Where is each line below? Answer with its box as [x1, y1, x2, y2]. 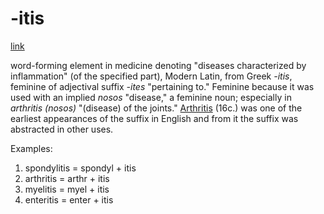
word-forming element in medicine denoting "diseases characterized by [10, 59, 307, 71]
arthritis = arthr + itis [24, 172, 110, 184]
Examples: [10, 142, 53, 154]
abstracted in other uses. [10, 123, 114, 135]
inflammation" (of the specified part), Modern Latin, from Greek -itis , [10, 70, 293, 82]
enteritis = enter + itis [24, 193, 114, 206]
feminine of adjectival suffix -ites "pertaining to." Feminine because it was [10, 80, 315, 92]
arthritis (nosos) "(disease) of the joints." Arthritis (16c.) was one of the [10, 102, 303, 114]
